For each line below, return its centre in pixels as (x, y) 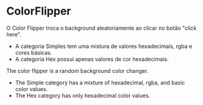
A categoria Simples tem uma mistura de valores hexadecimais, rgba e (104, 46)
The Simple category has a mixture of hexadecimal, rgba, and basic (100, 83)
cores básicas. (34, 52)
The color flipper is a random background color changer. (77, 70)
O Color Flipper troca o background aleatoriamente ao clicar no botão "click (101, 28)
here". (14, 34)
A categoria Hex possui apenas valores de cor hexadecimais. (92, 59)
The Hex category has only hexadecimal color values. (83, 95)
